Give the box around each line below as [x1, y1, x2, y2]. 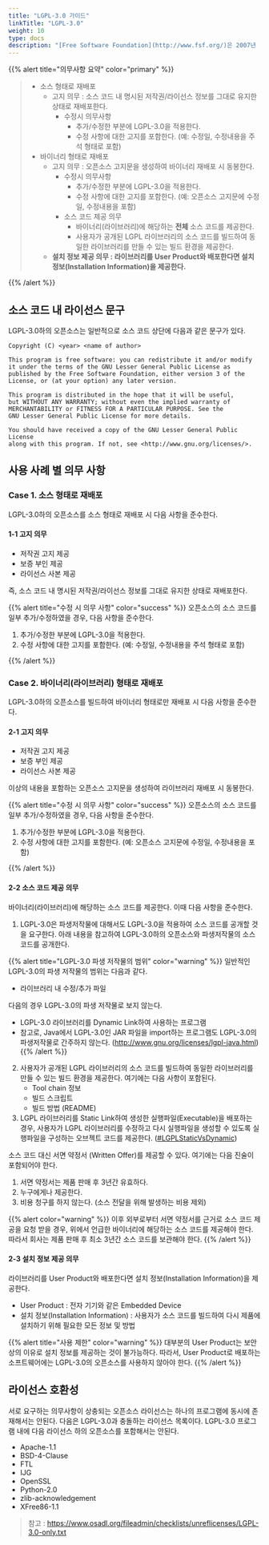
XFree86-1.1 [19, 1502, 59, 1511]
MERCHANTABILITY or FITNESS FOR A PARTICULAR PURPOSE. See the [8, 405, 224, 413]
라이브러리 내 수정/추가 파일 [19, 983, 106, 993]
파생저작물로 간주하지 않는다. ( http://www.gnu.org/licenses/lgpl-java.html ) [19, 1037, 259, 1047]
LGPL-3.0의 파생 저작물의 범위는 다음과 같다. [8, 966, 148, 976]
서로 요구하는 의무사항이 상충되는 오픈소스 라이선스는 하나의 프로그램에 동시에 [8, 1406, 251, 1415]
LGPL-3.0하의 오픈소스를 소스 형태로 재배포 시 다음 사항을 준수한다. [8, 510, 219, 519]
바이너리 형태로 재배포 [39, 151, 110, 161]
